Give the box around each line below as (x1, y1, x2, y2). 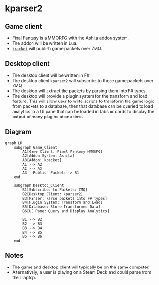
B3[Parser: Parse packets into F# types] (22, 196, 108, 201)
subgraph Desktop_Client (14, 183, 64, 188)
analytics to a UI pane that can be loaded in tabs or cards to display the (12, 108, 155, 114)
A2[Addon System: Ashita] (22, 153, 75, 158)
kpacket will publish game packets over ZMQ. (12, 46, 103, 51)
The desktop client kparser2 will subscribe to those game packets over (12, 77, 154, 83)
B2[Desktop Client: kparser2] (22, 191, 83, 197)
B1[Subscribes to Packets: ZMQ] (22, 187, 88, 192)
